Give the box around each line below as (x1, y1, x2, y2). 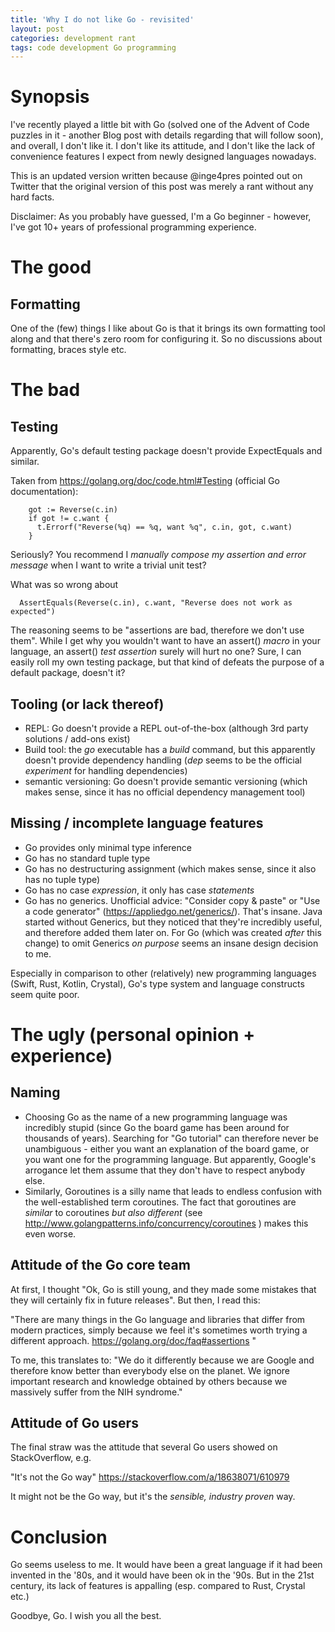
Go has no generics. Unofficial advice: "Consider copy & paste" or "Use (24, 894, 321, 906)
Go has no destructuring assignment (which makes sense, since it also (24, 862, 317, 875)
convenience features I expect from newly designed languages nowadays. (10, 151, 317, 163)
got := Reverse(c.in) (28, 505, 118, 515)
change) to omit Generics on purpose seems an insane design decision (24, 937, 319, 949)
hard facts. (10, 191, 55, 203)
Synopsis (10, 86, 90, 108)
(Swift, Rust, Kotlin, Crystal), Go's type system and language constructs (10, 977, 305, 990)
